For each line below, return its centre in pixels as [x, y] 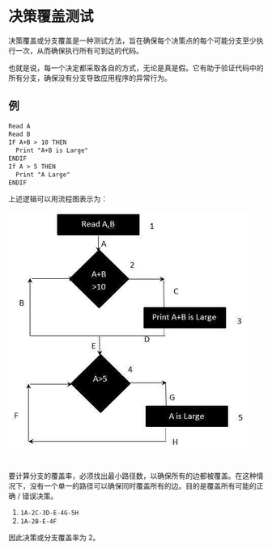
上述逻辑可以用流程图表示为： [58, 198]
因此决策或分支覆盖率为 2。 [54, 538]
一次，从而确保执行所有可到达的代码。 [79, 50]
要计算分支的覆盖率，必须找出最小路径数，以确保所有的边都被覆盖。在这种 [132, 476]
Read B [19, 134]
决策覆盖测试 [51, 17]
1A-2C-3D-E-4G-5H [49, 513]
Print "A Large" [43, 175]
